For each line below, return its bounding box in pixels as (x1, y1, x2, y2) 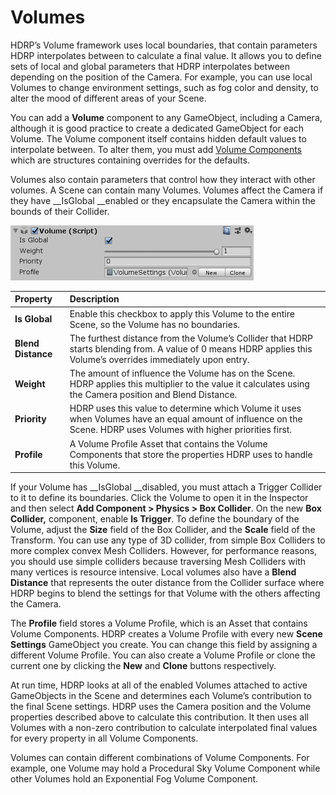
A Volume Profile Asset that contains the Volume (69, 437, 268, 450)
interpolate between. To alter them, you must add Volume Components (10, 143, 302, 155)
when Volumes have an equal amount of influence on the (69, 413, 303, 425)
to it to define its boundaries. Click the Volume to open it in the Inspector (10, 492, 309, 504)
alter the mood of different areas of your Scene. (10, 92, 207, 104)
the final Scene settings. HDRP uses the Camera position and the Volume (10, 701, 312, 713)
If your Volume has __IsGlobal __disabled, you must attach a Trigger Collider (10, 481, 323, 493)
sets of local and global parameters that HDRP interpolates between (10, 60, 291, 72)
